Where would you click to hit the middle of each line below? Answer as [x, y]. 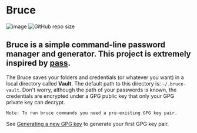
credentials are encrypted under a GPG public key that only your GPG [90, 96]
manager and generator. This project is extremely [98, 54]
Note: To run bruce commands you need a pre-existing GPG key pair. [92, 113]
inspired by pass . [38, 63]
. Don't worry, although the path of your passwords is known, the [98, 90]
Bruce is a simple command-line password [86, 45]
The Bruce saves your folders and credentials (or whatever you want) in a [95, 77]
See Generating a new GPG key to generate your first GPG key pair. [88, 124]
